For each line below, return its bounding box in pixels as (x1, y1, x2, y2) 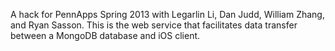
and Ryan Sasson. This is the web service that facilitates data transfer (10, 19, 298, 31)
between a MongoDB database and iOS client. (10, 30, 201, 41)
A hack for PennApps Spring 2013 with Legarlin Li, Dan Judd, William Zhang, (10, 9, 325, 20)
